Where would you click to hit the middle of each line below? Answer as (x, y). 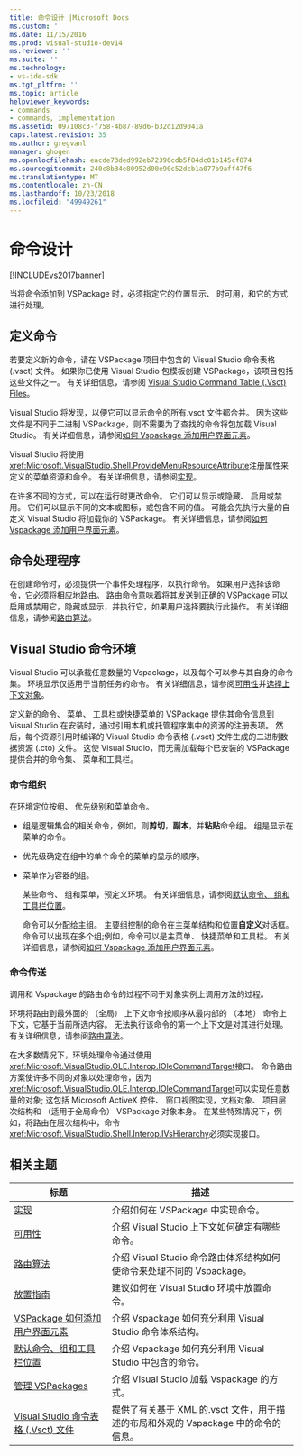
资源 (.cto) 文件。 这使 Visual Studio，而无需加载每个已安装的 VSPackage (153, 748)
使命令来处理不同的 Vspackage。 (182, 1270)
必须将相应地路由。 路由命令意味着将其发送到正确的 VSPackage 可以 (161, 595)
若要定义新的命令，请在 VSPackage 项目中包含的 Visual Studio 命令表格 (142, 359)
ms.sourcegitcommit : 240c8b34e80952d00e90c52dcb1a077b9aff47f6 (131, 169)
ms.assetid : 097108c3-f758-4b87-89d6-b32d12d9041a (106, 127)
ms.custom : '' (36, 26)
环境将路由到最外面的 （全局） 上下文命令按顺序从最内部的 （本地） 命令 (144, 1013)
